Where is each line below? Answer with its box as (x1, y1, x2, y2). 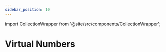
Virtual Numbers (5, 38, 76, 50)
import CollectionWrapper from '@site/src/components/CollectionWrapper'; (5, 21, 161, 27)
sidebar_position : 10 (5, 7, 50, 12)
